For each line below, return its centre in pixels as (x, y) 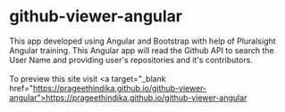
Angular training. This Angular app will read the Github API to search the (142, 50)
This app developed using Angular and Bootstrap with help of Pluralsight (142, 41)
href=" (21, 88)
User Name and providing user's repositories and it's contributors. (131, 60)
